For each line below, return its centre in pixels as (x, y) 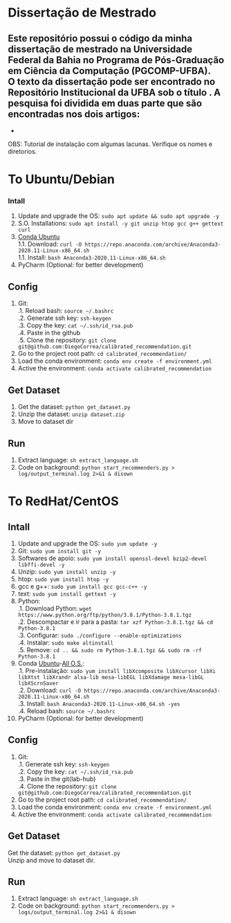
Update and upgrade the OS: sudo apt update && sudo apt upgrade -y (119, 216)
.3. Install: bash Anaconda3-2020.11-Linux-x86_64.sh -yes (99, 704)
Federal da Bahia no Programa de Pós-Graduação (116, 60)
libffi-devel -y (41, 565)
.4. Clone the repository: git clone (67, 786)
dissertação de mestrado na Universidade (100, 49)
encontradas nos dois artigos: (74, 114)
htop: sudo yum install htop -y (63, 579)
